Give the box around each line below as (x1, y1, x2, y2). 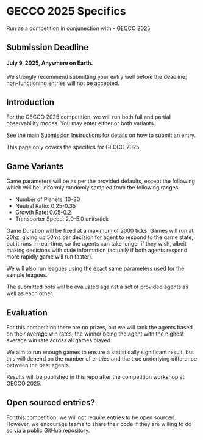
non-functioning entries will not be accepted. (6, 79, 120, 87)
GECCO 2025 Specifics (6, 4, 126, 18)
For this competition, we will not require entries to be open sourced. (6, 414, 177, 421)
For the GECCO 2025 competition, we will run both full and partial (6, 113, 171, 120)
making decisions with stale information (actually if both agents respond (6, 246, 188, 254)
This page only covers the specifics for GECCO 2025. (6, 144, 141, 151)
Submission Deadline (6, 42, 89, 53)
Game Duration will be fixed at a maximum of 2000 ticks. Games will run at (6, 227, 194, 235)
